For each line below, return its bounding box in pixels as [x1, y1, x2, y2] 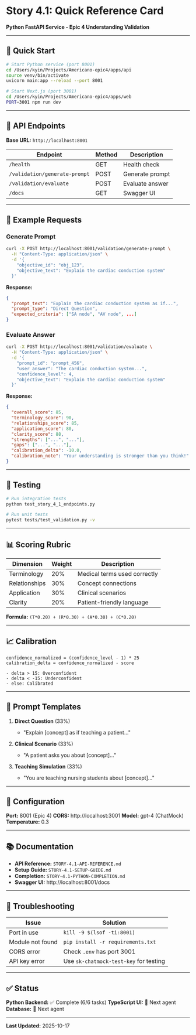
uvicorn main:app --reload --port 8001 [6, 78, 103, 84]
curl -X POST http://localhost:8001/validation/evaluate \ [6, 344, 153, 350]
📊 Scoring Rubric [6, 539, 71, 549]
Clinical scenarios [78, 589, 127, 597]
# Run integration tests [6, 496, 66, 501]
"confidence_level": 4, [16, 371, 75, 377]
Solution [102, 918, 127, 927]
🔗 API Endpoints [6, 121, 66, 131]
